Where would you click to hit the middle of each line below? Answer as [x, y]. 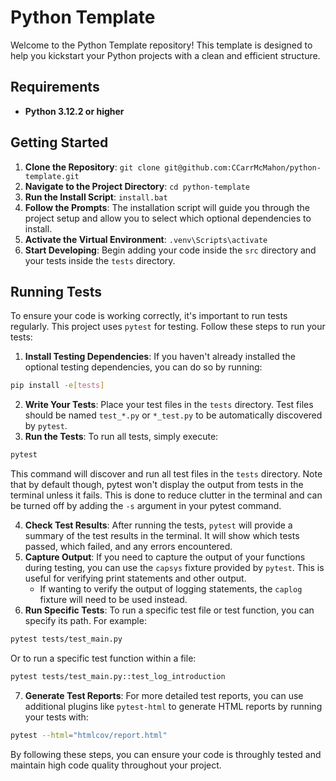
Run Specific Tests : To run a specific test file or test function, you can [169, 610]
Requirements [55, 87]
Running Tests [56, 291]
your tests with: [56, 717]
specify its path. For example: [85, 621]
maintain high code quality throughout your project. [116, 765]
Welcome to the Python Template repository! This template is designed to [161, 45]
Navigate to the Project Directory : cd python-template [137, 186]
